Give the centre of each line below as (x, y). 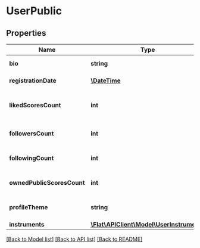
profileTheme (29, 207)
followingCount (32, 158)
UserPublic (34, 11)
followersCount (32, 134)
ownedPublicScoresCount (47, 183)
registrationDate (33, 80)
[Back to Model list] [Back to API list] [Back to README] (74, 239)
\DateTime (106, 80)
